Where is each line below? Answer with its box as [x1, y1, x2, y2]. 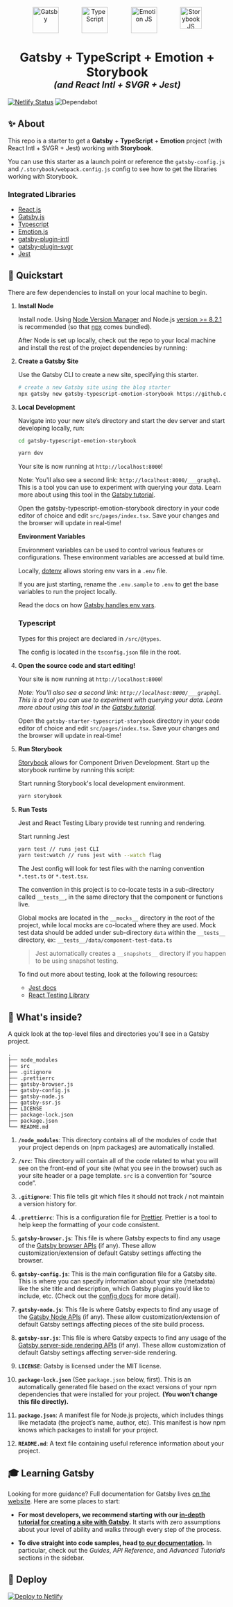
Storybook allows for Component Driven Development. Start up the [17, 758, 210, 767]
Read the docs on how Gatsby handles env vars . [17, 601, 157, 609]
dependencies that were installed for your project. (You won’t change [17, 1390, 218, 1398]
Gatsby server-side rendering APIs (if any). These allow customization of [17, 1341, 226, 1350]
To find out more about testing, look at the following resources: [17, 970, 198, 979]
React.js [17, 205, 42, 214]
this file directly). [17, 1398, 69, 1406]
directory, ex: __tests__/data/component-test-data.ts [17, 936, 173, 944]
